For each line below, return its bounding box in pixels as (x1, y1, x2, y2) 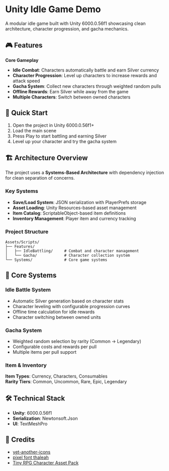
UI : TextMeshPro (12, 421, 48, 427)
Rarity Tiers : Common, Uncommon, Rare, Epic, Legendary (5, 379, 128, 385)
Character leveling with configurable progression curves (12, 303, 131, 309)
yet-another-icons (12, 449, 51, 455)
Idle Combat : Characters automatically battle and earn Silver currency (12, 67, 159, 73)
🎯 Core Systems (5, 271, 57, 280)
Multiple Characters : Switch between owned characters (12, 94, 131, 100)
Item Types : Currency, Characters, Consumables (5, 373, 108, 379)
